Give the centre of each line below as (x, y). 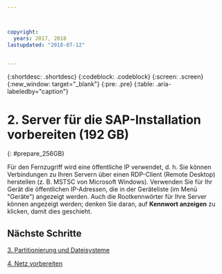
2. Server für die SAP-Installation (104, 120)
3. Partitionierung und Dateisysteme (58, 250)
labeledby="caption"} (38, 92)
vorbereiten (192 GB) (68, 135)
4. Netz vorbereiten (35, 264)
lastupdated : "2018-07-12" (46, 45)
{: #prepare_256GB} (36, 154)
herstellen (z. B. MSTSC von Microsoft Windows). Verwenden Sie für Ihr (110, 182)
